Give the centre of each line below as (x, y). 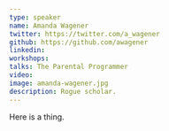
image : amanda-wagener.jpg (59, 83)
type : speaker (35, 17)
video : (21, 75)
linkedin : (27, 50)
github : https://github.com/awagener (79, 42)
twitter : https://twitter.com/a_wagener (85, 34)
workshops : (29, 58)
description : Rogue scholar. (63, 91)
